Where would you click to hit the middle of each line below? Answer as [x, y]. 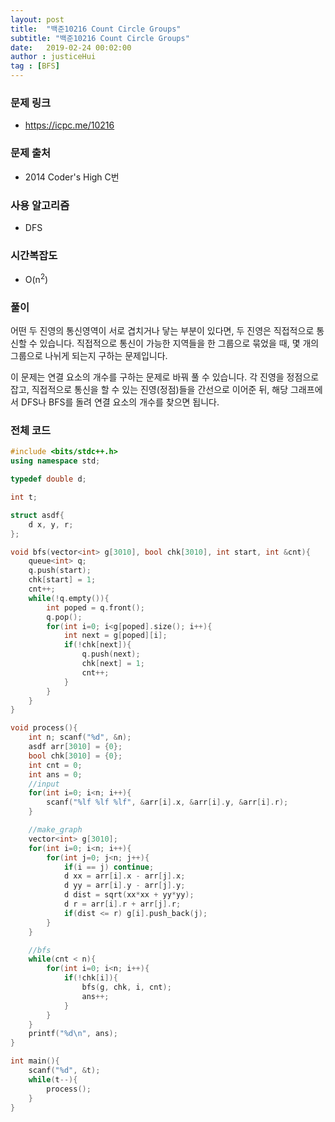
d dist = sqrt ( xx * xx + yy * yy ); [129, 895]
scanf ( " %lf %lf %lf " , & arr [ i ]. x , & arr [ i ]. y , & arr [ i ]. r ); [167, 802]
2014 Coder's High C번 [72, 177]
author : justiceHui [53, 57]
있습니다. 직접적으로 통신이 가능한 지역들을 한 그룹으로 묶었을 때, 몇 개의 [179, 343]
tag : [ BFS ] [35, 66]
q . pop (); [64, 617]
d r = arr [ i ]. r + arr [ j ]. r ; [122, 904]
